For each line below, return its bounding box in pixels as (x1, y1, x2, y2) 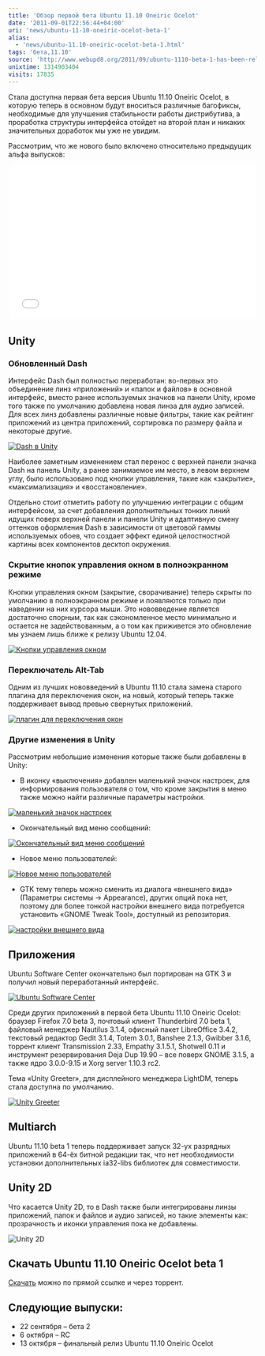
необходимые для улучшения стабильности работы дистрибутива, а (8, 108, 241, 119)
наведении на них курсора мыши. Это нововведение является (8, 604, 219, 614)
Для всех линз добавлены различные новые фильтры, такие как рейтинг (8, 410, 254, 419)
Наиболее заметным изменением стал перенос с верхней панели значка (8, 457, 257, 466)
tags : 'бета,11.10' (8, 48, 73, 56)
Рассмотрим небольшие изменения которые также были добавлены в (8, 752, 247, 761)
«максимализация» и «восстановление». (8, 482, 147, 492)
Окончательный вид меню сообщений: (19, 823, 151, 833)
